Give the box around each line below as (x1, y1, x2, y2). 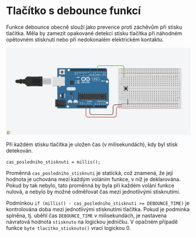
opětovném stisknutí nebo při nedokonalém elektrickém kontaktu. (6, 36, 164, 43)
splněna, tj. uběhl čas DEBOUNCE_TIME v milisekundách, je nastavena (6, 212, 167, 219)
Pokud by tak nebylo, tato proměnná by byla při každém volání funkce (6, 182, 174, 189)
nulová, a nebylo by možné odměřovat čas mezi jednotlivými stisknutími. (6, 188, 180, 195)
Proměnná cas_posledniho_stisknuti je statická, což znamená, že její (6, 169, 173, 177)
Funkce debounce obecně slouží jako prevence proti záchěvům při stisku (6, 23, 183, 31)
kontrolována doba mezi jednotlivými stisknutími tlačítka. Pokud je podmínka (6, 205, 190, 212)
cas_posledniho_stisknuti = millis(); (6, 159, 101, 165)
